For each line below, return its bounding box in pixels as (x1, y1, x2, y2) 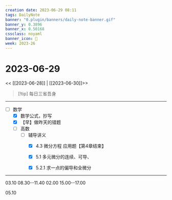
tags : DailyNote (5, 12, 40, 17)
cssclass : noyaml (5, 31, 42, 36)
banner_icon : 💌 (5, 36, 38, 42)
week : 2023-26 (5, 41, 36, 46)
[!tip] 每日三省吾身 (17, 90, 56, 96)
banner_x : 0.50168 (5, 27, 45, 32)
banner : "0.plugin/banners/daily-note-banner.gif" (5, 17, 116, 22)
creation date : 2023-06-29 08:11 (5, 7, 77, 13)
